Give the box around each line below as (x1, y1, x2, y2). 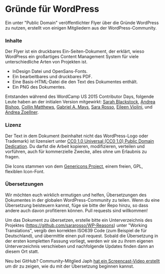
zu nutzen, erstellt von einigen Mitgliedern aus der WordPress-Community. (5, 25, 157, 30)
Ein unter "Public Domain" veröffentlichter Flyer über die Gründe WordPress (5, 20, 159, 26)
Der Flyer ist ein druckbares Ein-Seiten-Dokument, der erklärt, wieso (5, 48, 144, 55)
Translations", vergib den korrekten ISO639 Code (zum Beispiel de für (5, 227, 147, 233)
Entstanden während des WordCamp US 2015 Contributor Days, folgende (5, 93, 154, 99)
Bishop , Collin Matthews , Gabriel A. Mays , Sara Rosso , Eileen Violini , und (5, 104, 153, 110)
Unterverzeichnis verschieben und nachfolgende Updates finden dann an (5, 243, 154, 249)
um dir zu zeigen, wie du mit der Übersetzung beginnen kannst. (5, 263, 134, 269)
